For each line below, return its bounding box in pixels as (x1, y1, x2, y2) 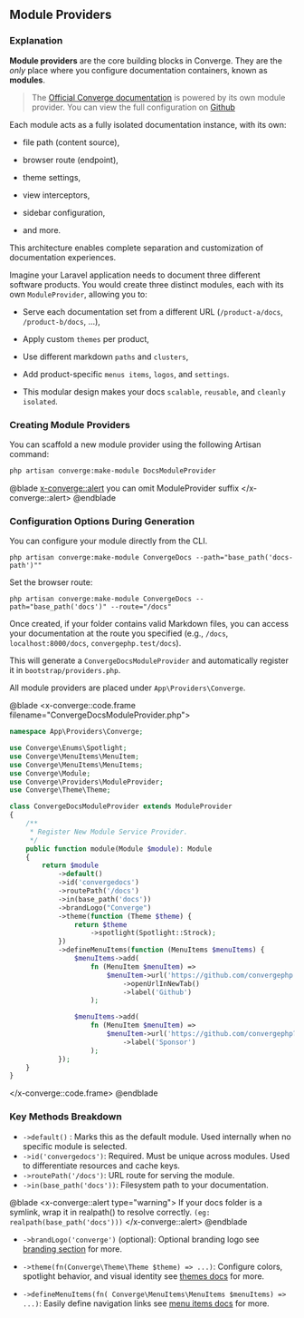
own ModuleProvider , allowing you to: (9, 288, 147, 299)
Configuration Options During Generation (9, 514, 195, 527)
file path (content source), (22, 136, 120, 148)
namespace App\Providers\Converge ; (9, 727, 144, 737)
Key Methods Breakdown (9, 1110, 122, 1123)
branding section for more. (22, 1243, 122, 1255)
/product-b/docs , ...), (22, 316, 101, 327)
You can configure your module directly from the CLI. (9, 535, 208, 547)
